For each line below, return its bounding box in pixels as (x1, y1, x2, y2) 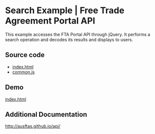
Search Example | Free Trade (5, 5, 125, 16)
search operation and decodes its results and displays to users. (5, 37, 133, 43)
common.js (12, 69, 35, 75)
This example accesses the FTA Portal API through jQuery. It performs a (5, 31, 151, 37)
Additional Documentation (5, 110, 87, 118)
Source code (5, 51, 45, 59)
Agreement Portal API (5, 15, 96, 26)
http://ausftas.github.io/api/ (5, 123, 60, 129)
